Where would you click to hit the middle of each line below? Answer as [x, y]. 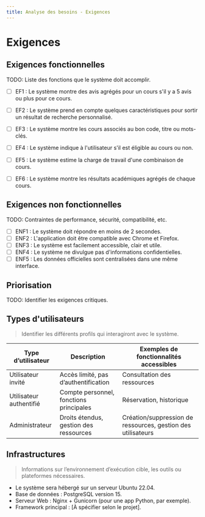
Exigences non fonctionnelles [64, 205]
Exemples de [159, 349]
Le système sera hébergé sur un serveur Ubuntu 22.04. [85, 488]
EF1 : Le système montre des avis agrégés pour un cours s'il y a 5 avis [103, 91]
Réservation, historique [155, 400]
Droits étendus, [81, 417]
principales [75, 407]
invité [17, 382]
